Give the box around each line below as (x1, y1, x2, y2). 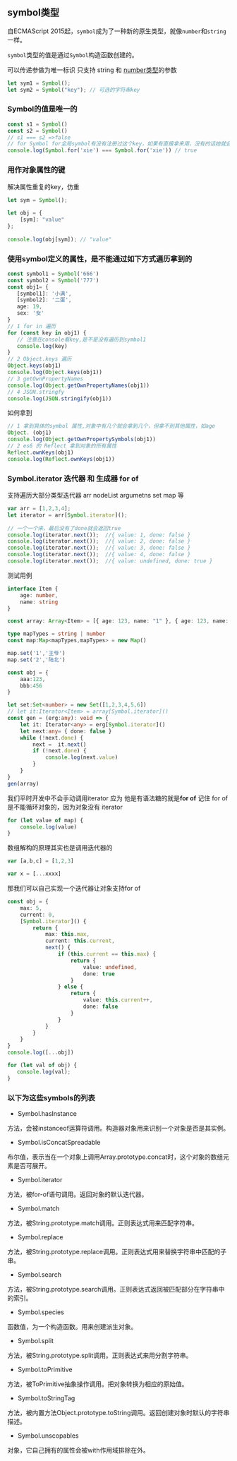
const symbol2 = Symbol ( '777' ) (7, 277, 99, 284)
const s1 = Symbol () (7, 121, 68, 128)
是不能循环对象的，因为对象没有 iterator (7, 802, 123, 811)
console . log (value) (20, 823, 78, 831)
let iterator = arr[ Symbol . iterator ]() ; (7, 511, 128, 519)
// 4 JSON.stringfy (7, 388, 65, 395)
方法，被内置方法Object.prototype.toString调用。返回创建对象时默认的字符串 (7, 1408, 230, 1417)
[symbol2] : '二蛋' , (16, 296, 72, 303)
